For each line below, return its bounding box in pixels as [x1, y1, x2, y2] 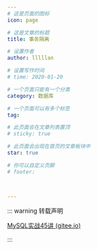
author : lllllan [7, 55, 54, 62]
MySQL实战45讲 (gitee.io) [7, 221, 81, 230]
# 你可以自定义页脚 [7, 162, 55, 169]
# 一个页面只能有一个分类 [7, 86, 70, 93]
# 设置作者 [7, 48, 35, 55]
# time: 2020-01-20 [7, 74, 63, 80]
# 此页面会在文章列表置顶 [7, 124, 70, 131]
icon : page [7, 17, 39, 24]
